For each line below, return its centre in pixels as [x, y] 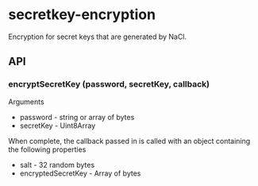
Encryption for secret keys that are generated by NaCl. [98, 37]
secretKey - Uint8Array [58, 126]
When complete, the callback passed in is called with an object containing [129, 141]
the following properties [47, 149]
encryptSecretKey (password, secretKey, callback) [109, 84]
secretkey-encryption [82, 15]
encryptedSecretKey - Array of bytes [80, 173]
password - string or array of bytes [77, 117]
